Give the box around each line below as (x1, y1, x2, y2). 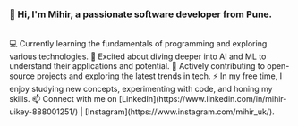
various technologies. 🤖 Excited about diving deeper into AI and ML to (9, 51, 267, 62)
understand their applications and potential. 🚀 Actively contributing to (9, 61, 266, 71)
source (9, 71, 36, 81)
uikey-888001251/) (9, 106, 79, 117)
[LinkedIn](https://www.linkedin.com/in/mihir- (119, 94, 287, 105)
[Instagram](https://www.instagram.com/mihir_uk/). (84, 106, 275, 117)
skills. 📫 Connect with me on (9, 94, 118, 105)
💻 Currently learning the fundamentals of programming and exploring (9, 38, 268, 49)
